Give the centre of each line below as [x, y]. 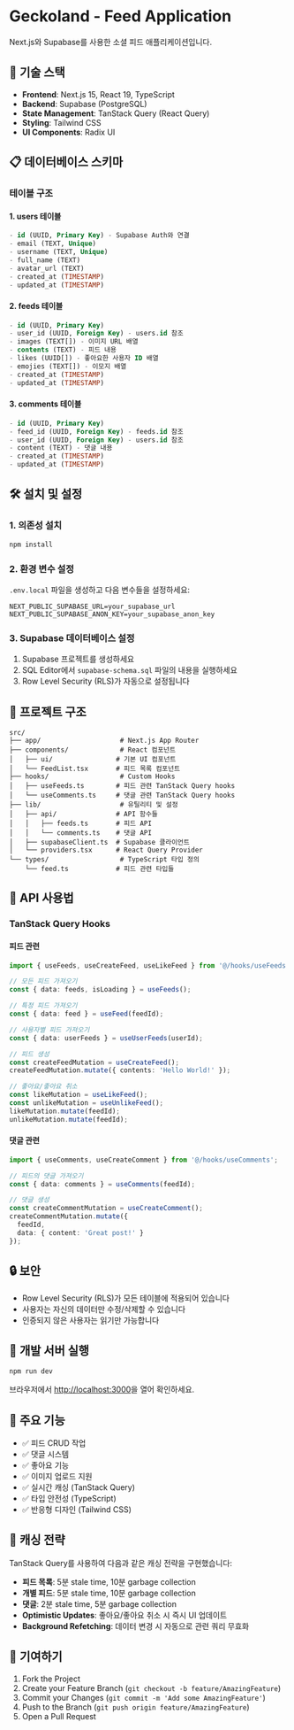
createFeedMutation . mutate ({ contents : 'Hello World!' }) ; [120, 1070]
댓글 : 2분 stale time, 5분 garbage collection [99, 1603]
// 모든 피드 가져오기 [43, 981]
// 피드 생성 [30, 1054]
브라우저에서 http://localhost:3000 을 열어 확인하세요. [102, 1390]
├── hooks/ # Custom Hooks [92, 776]
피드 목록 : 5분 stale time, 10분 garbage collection [109, 1581]
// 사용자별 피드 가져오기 [49, 1030]
